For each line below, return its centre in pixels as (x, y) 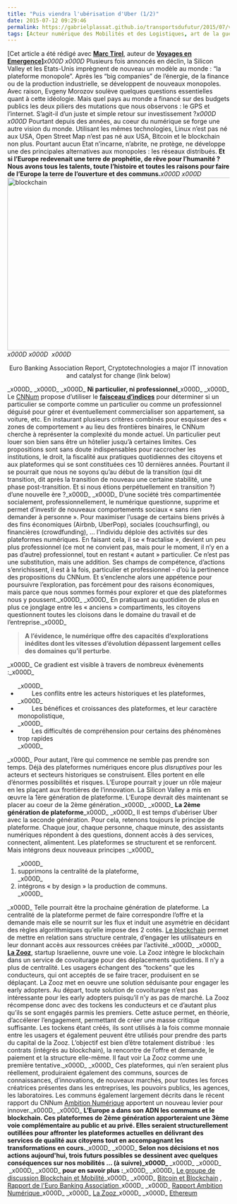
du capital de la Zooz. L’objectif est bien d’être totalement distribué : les (111, 1043)
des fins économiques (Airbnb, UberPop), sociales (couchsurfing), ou (109, 525)
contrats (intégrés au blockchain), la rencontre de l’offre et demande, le (111, 1050)
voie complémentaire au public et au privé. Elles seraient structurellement (118, 1125)
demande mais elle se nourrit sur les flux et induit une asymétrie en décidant (119, 922)
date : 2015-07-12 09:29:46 (47, 21)
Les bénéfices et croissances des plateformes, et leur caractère (124, 709)
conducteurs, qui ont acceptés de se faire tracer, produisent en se (103, 975)
